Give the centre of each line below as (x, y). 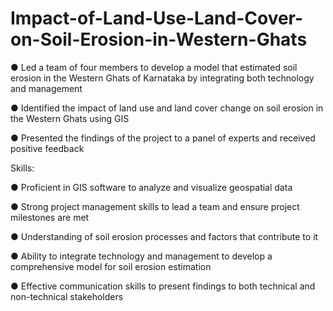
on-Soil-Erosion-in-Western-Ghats (159, 39)
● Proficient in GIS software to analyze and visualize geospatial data (151, 187)
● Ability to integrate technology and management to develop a (141, 256)
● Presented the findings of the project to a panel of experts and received (163, 138)
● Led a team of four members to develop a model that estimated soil (154, 67)
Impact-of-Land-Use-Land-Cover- (157, 18)
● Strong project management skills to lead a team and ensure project (155, 206)
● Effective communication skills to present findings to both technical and (163, 286)
